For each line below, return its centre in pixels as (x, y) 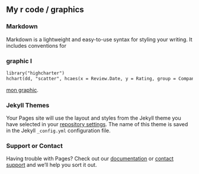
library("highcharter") (36, 73)
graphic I (19, 61)
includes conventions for (36, 45)
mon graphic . (22, 90)
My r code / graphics (45, 10)
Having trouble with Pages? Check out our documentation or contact (90, 159)
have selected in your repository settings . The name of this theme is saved (97, 124)
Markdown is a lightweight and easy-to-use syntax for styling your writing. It (99, 39)
